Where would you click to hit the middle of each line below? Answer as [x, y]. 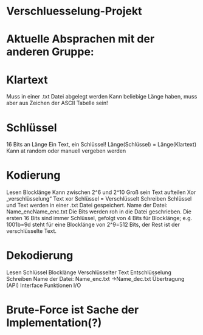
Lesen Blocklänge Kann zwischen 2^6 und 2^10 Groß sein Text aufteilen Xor [101, 192]
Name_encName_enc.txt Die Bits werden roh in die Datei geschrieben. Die [99, 212]
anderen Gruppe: [50, 52]
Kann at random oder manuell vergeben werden [66, 151]
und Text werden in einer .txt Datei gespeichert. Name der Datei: [87, 205]
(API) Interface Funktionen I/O [44, 285]
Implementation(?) [54, 323]
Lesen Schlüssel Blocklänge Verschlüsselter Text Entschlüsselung [89, 272]
